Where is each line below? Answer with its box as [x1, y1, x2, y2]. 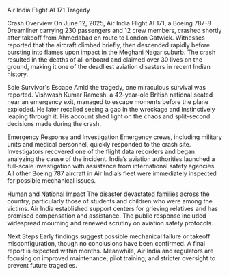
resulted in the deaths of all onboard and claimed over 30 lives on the [7, 55, 203, 64]
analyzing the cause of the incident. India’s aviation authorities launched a [7, 155, 215, 163]
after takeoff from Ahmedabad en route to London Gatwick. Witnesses [7, 34, 205, 42]
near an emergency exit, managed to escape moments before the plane [7, 98, 209, 105]
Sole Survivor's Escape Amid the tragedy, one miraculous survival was [7, 84, 206, 91]
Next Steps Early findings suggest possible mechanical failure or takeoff [7, 232, 211, 240]
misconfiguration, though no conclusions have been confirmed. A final [7, 240, 206, 247]
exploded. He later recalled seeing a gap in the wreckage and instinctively [7, 105, 215, 113]
